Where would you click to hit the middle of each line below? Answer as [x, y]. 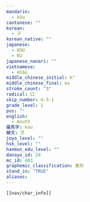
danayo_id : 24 [24, 155]
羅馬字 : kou [20, 127]
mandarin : [18, 12]
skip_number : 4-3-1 [30, 100]
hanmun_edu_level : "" [33, 149]
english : [17, 116]
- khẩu [20, 72]
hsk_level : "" [24, 144]
